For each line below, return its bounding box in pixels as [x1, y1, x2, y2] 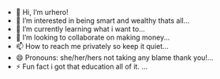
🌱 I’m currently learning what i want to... [15, 24, 146, 33]
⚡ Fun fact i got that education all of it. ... [15, 62, 148, 71]
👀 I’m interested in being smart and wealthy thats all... [15, 16, 190, 25]
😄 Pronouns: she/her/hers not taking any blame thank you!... [15, 53, 214, 62]
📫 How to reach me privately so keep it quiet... [15, 42, 170, 51]
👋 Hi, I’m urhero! [15, 8, 69, 17]
